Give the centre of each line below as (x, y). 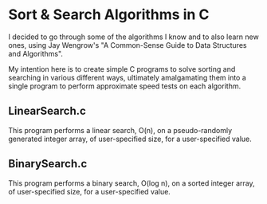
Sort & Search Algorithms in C (109, 15)
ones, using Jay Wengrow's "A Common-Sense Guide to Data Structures (128, 45)
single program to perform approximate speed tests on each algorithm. (125, 86)
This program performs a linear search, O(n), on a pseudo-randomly (120, 130)
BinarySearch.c (48, 164)
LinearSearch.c (47, 111)
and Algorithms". (36, 53)
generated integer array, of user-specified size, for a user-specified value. (130, 139)
